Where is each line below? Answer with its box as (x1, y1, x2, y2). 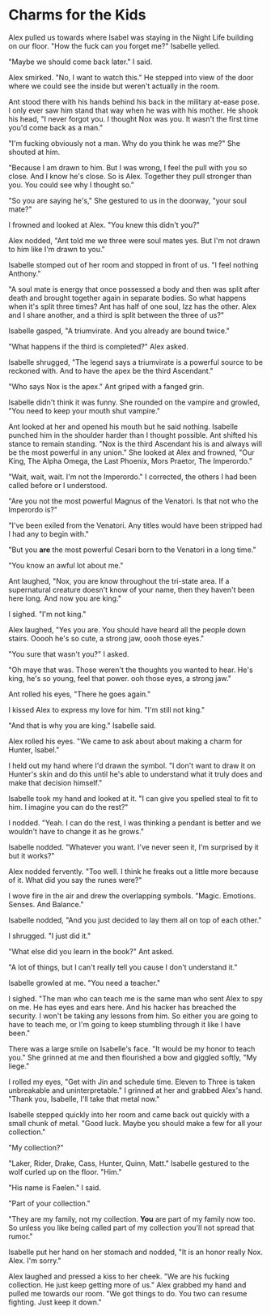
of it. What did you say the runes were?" (8, 875, 142, 885)
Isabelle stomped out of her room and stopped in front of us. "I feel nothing (8, 259, 259, 269)
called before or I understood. (8, 480, 108, 490)
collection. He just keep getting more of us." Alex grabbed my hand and (8, 1279, 247, 1290)
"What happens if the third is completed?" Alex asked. (8, 341, 188, 351)
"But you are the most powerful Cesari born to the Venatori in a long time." (8, 545, 256, 555)
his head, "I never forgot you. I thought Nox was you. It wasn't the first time (8, 114, 259, 123)
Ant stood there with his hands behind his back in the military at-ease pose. (8, 96, 260, 106)
